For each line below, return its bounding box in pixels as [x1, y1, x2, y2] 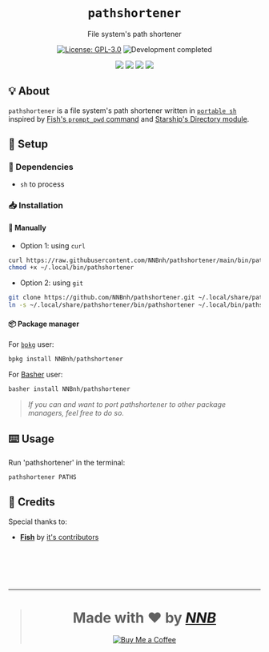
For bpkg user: [8, 340, 54, 349]
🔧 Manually [8, 223, 46, 232]
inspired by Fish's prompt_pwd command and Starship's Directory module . [8, 114, 250, 123]
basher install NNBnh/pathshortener [8, 385, 130, 393]
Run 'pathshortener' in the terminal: [8, 457, 126, 467]
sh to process [19, 179, 65, 189]
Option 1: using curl [19, 240, 86, 250]
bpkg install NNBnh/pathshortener [8, 355, 124, 364]
